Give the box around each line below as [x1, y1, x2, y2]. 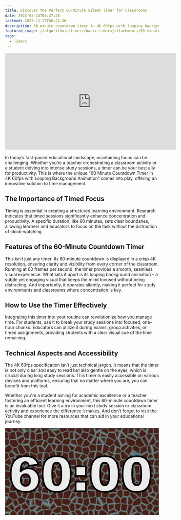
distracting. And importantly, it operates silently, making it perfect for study [5, 282, 156, 287]
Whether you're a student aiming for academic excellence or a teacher [5, 392, 147, 399]
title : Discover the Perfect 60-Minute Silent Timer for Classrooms [5, 8, 147, 13]
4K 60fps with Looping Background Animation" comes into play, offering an [5, 175, 157, 181]
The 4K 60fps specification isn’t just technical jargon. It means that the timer [5, 362, 159, 368]
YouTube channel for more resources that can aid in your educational [5, 413, 144, 419]
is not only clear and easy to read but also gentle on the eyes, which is [5, 367, 147, 373]
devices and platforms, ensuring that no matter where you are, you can [5, 378, 148, 384]
